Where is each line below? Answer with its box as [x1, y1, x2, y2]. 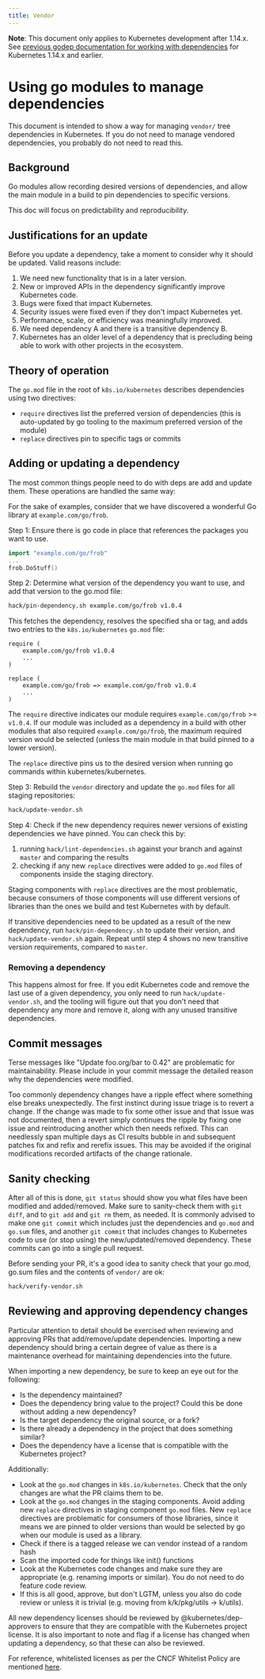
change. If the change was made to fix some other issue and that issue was [8, 1107, 255, 1116]
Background [8, 160, 70, 174]
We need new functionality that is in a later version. [19, 273, 187, 283]
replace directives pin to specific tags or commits [19, 434, 182, 443]
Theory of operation [8, 364, 109, 377]
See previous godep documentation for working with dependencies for [8, 41, 240, 52]
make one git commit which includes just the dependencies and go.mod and [8, 1218, 255, 1228]
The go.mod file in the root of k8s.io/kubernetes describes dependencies [8, 385, 245, 394]
